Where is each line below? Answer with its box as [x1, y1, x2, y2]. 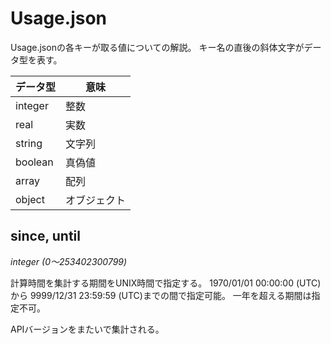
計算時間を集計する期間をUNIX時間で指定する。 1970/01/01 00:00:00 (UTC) [10, 277, 322, 289]
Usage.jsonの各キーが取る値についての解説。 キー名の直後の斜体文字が [10, 41, 305, 53]
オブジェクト [65, 193, 127, 207]
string [15, 136, 43, 150]
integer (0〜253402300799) [10, 255, 128, 267]
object [15, 192, 45, 206]
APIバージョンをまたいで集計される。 [10, 323, 165, 335]
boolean [15, 155, 54, 169]
